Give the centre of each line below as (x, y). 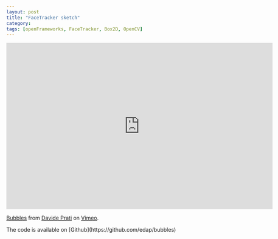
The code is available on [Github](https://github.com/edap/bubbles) (91, 230)
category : (19, 23)
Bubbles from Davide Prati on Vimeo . (53, 218)
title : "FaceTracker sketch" (43, 18)
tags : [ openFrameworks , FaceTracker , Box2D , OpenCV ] (75, 29)
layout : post (23, 12)
